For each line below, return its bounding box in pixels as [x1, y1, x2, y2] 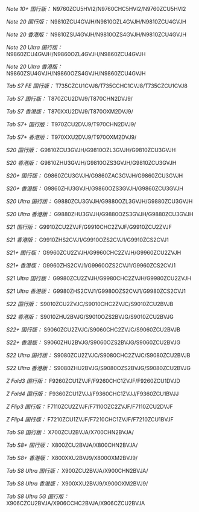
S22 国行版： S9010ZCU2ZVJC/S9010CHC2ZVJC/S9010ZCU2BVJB [6, 301, 174, 307]
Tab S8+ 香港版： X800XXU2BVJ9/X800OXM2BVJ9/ [6, 455, 137, 461]
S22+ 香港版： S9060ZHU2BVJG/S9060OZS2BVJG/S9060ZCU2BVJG [6, 339, 181, 346]
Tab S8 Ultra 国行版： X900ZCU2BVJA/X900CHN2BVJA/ [6, 467, 149, 474]
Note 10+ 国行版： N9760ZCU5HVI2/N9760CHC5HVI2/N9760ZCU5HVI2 [6, 5, 186, 12]
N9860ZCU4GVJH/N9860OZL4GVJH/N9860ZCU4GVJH [6, 51, 146, 57]
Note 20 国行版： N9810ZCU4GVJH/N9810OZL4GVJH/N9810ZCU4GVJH [6, 18, 187, 25]
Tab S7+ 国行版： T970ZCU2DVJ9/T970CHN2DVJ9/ [6, 121, 136, 128]
